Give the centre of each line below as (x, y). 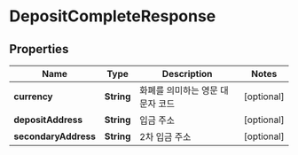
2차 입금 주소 (165, 137)
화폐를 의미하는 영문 (179, 90)
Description (187, 74)
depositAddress (48, 120)
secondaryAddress (55, 136)
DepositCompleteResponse (113, 16)
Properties (39, 49)
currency (33, 97)
